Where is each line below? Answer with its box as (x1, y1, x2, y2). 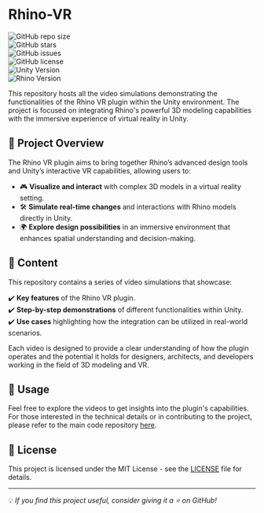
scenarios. (8, 328, 42, 337)
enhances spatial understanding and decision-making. (19, 233, 196, 243)
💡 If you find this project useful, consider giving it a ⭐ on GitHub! (8, 496, 218, 505)
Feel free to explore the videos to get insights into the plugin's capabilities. (8, 403, 249, 413)
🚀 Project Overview (8, 136, 104, 151)
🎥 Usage (8, 382, 49, 396)
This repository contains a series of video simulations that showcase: (8, 277, 233, 287)
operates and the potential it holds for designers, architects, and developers (8, 351, 254, 361)
